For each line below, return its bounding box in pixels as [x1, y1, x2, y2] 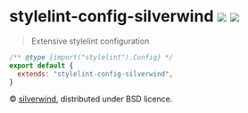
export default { [9, 61, 74, 70]
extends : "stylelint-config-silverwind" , [17, 69, 174, 78]
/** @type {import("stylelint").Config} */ [9, 52, 174, 61]
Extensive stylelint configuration [30, 36, 150, 46]
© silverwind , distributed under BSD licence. [9, 93, 173, 104]
